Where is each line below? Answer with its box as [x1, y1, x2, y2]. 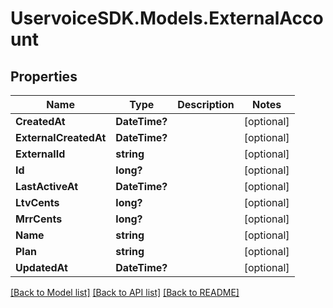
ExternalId [15, 147, 66, 161]
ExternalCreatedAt [15, 131, 107, 144]
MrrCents [15, 212, 63, 226]
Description [177, 98, 235, 111]
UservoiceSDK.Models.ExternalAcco [10, 7, 324, 30]
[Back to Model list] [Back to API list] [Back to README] [10, 287, 240, 298]
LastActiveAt [15, 180, 79, 193]
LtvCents [15, 196, 60, 209]
